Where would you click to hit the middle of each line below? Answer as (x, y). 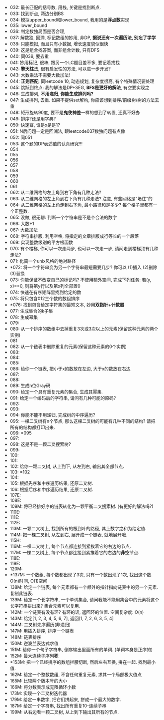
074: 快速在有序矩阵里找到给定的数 (45, 292)
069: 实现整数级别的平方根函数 (41, 242)
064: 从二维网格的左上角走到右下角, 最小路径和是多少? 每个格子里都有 (81, 205)
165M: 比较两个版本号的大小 (39, 681)
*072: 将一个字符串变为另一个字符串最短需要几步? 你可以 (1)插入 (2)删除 (83, 267)
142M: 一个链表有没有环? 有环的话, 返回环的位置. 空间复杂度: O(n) (77, 612)
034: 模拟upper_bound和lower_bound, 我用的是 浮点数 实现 (70, 20)
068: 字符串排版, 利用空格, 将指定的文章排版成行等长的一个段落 (74, 236)
